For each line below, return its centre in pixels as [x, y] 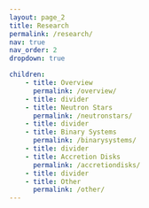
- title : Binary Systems [71, 132]
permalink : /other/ [68, 190]
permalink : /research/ [51, 34]
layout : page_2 [37, 17]
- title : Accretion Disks [73, 157]
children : [27, 75]
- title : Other [53, 181]
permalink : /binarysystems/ [85, 141]
